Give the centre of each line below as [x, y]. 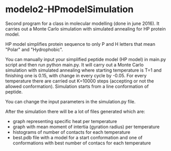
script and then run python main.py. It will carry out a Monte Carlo [75, 65]
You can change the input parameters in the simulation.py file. [70, 101]
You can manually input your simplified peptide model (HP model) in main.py [86, 59]
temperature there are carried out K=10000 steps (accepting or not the [80, 81]
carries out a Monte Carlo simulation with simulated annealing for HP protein [86, 28]
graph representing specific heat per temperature [65, 121]
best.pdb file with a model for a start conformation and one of [78, 137]
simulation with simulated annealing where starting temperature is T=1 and [83, 70]
